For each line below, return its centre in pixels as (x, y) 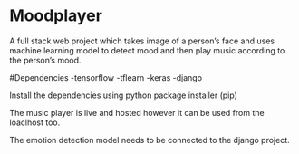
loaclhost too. (35, 122)
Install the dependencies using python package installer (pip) (124, 95)
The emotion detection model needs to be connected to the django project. (149, 140)
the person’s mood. (45, 60)
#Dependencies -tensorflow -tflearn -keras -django (106, 77)
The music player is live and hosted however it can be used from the (137, 112)
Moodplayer (56, 16)
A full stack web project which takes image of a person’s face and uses (142, 41)
